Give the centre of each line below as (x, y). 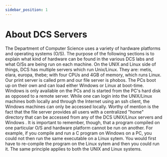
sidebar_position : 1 (27, 10)
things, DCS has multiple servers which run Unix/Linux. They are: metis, (79, 69)
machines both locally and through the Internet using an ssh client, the (78, 101)
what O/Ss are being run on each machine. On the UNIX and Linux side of (81, 64)
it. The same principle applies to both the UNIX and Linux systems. (74, 149)
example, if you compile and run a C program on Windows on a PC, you (79, 133)
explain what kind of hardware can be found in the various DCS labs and (79, 59)
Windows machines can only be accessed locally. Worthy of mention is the (82, 106)
